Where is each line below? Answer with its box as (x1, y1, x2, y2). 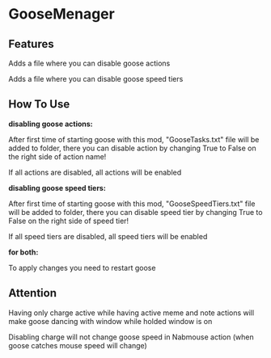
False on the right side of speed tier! (8, 216, 129, 225)
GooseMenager (8, 5, 115, 23)
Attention (8, 286, 57, 300)
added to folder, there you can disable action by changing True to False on (8, 143, 256, 153)
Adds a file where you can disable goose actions (8, 58, 171, 68)
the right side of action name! (8, 151, 107, 162)
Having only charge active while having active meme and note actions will (8, 308, 255, 318)
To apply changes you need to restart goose (8, 263, 156, 272)
